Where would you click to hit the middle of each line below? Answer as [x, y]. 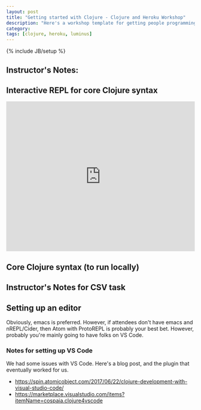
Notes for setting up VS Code [49, 350]
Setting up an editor [44, 308]
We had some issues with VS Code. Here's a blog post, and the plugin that [98, 364]
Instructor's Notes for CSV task [66, 287]
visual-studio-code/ [39, 388]
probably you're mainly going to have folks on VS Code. [75, 335]
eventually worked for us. [37, 370]
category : [19, 28]
